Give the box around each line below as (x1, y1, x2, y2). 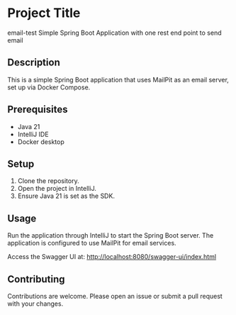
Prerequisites (7, 104, 68, 116)
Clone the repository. (17, 177, 79, 185)
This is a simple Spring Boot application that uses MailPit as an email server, (7, 75, 229, 84)
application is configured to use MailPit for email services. (7, 239, 176, 248)
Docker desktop (17, 137, 65, 146)
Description (7, 57, 60, 69)
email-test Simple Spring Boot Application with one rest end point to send (7, 28, 222, 37)
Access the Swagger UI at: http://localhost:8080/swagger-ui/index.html (7, 253, 217, 261)
